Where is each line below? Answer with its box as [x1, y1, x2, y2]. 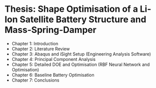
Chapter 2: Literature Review [11, 46, 70, 52]
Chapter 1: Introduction [11, 40, 59, 46]
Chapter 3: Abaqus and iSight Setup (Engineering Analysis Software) [11, 51, 151, 57]
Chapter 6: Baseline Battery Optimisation [11, 72, 94, 78]
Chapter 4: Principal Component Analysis [11, 56, 96, 62]
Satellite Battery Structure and [20, 14, 147, 25]
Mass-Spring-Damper [4, 25, 96, 35]
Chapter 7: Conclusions [11, 77, 60, 83]
